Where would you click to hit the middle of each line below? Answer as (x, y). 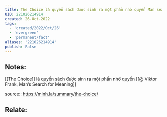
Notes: (16, 67)
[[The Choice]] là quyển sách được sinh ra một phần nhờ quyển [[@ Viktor (81, 79)
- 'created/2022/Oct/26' (35, 28)
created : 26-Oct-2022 (28, 19)
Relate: (16, 109)
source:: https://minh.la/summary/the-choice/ (52, 94)
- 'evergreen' (24, 33)
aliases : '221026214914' (31, 42)
